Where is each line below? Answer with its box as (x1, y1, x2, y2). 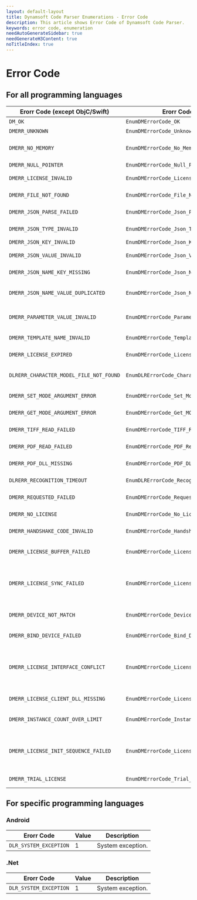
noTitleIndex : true (6, 42, 54, 48)
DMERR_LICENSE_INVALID (9, 175, 72, 181)
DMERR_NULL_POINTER (9, 161, 63, 168)
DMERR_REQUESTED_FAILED (9, 494, 76, 501)
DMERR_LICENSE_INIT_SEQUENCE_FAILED (9, 748, 111, 754)
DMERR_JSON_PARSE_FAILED (9, 208, 79, 215)
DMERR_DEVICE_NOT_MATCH (9, 611, 76, 618)
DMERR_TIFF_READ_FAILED (9, 426, 76, 433)
